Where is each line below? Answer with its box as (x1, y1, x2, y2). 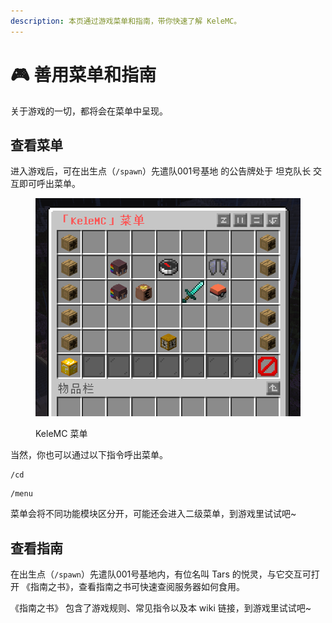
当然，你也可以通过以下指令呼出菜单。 (10, 449, 168, 461)
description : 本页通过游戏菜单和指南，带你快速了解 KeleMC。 (10, 16, 242, 26)
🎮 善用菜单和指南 (10, 63, 157, 86)
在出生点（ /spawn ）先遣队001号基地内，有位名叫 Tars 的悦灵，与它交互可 (10, 568, 312, 580)
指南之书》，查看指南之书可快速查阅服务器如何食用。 (29, 581, 245, 593)
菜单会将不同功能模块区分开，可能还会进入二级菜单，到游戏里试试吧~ (10, 508, 297, 520)
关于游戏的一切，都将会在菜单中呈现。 (10, 105, 168, 117)
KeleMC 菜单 (35, 428, 88, 440)
